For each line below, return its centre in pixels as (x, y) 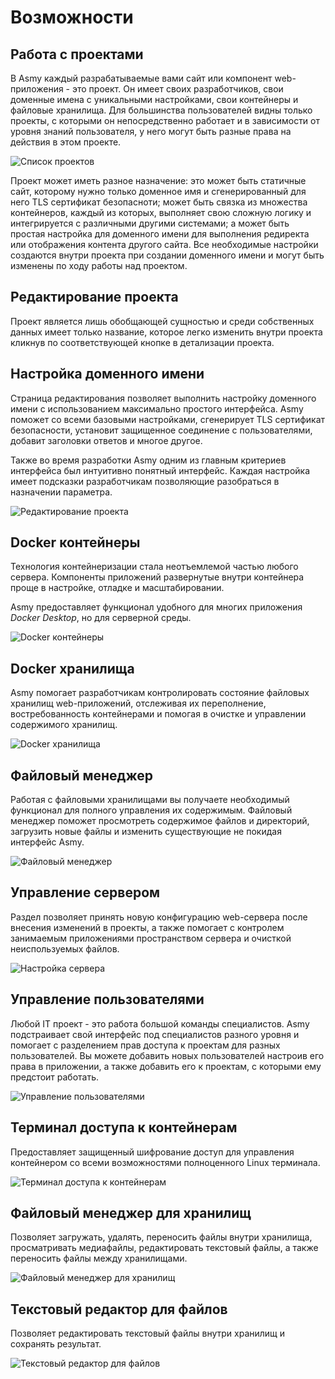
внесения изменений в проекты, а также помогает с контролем (147, 927)
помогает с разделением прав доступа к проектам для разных (145, 1045)
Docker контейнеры (75, 542)
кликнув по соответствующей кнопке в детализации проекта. (142, 342)
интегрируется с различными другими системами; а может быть (150, 223)
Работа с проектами (77, 54)
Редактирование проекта (94, 297)
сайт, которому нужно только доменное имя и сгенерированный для (158, 191)
